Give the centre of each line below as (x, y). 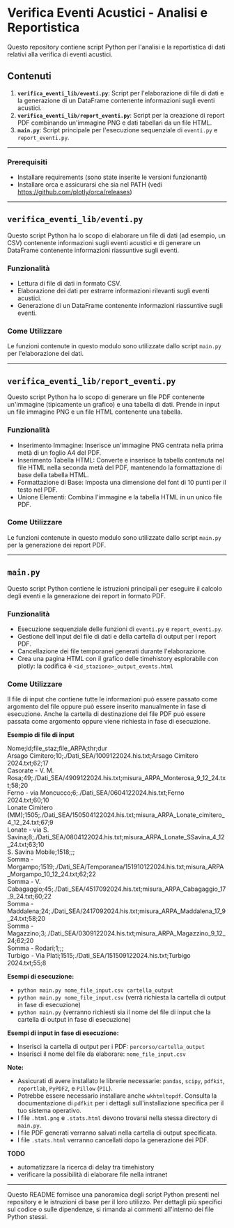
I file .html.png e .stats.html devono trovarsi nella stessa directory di (117, 1118)
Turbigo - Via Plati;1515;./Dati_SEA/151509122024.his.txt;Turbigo (99, 956)
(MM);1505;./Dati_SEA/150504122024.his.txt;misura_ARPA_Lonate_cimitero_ (116, 815)
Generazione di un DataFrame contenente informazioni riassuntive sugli (120, 306)
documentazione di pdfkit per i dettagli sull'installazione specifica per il (120, 1103)
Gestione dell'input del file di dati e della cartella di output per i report (117, 636)
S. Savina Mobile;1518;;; (41, 852)
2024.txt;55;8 (27, 963)
